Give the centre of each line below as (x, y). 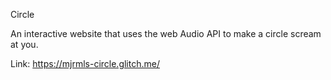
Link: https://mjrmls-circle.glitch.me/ (85, 63)
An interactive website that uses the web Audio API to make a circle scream (166, 33)
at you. (24, 44)
